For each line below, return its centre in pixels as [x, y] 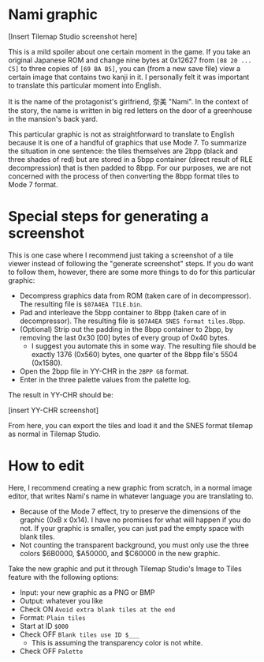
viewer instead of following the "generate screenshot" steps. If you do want [131, 263]
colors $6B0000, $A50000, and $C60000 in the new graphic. [120, 553]
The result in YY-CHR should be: [61, 395]
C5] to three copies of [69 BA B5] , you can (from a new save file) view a [125, 68]
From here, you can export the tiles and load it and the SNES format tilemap [131, 425]
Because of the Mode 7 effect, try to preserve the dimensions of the [130, 511]
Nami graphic [53, 15]
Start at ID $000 [44, 626]
